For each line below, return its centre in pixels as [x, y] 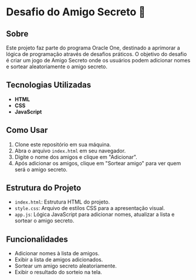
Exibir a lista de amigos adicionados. [59, 260]
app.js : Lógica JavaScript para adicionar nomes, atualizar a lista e [94, 215]
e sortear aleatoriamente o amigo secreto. [57, 66]
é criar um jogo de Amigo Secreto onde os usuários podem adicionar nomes [98, 60]
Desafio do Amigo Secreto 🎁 [76, 12]
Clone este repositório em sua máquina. [63, 144]
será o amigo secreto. [41, 169]
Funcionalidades [37, 239]
